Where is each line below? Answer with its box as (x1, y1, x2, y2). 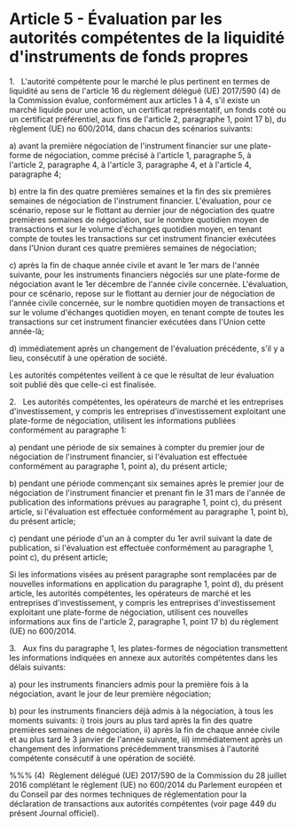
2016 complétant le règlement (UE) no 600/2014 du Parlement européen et (9, 779, 283, 790)
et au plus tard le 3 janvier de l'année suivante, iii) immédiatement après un (9, 734, 284, 744)
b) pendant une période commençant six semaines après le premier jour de (9, 478, 285, 489)
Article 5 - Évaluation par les (9, 9, 223, 29)
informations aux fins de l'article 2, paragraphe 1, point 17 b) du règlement (9, 616, 279, 626)
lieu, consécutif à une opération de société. (9, 352, 168, 363)
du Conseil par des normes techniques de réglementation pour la (9, 789, 247, 799)
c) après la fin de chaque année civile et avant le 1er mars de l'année (9, 259, 260, 270)
